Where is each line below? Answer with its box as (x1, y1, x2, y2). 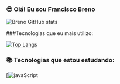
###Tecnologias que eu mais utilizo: (6, 30, 94, 37)
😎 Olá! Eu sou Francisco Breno (6, 5, 95, 13)
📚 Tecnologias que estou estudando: (6, 56, 115, 64)
